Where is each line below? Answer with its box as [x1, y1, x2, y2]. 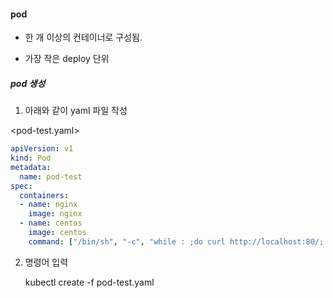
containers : [19, 190, 70, 200]
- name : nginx [19, 200, 78, 210]
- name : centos [19, 218, 83, 229]
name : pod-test [19, 171, 83, 182]
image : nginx [28, 209, 83, 219]
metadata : [10, 162, 52, 172]
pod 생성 [10, 77, 46, 89]
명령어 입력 [24, 256, 69, 268]
